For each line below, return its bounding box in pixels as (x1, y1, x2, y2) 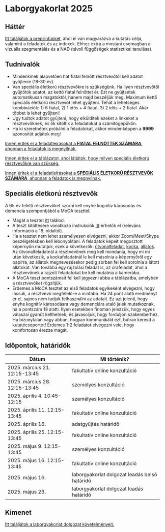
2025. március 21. (7, 364, 51, 371)
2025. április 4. (7, 392, 43, 399)
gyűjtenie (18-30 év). (12, 78, 55, 84)
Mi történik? (100, 356, 129, 363)
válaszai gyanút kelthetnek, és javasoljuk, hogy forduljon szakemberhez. (12, 311, 159, 317)
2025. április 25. (7, 429, 46, 436)
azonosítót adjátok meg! (12, 131, 61, 137)
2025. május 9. (7, 443, 43, 450)
